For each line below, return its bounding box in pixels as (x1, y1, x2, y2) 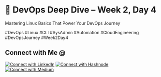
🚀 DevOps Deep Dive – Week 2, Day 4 (5, 4, 157, 15)
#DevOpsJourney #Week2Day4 (5, 35, 69, 40)
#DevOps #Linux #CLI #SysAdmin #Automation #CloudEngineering (5, 29, 139, 35)
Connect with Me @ (5, 49, 66, 57)
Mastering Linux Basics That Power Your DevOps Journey (5, 20, 120, 26)
